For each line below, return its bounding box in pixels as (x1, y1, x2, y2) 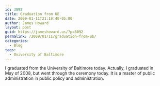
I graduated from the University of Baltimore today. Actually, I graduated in (5, 65, 154, 71)
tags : (5, 47, 16, 52)
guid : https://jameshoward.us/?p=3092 (5, 29, 83, 34)
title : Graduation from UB (5, 12, 60, 16)
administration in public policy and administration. (5, 75, 104, 81)
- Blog (9, 43, 23, 48)
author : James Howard (5, 20, 49, 26)
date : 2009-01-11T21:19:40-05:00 (5, 16, 73, 21)
